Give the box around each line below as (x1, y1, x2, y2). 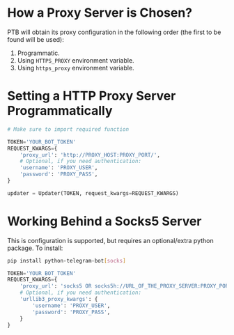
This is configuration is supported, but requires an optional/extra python (7, 236, 214, 244)
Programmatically (7, 103, 113, 119)
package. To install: (7, 244, 63, 252)
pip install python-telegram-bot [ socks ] (7, 257, 127, 264)
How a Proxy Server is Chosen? (7, 5, 193, 21)
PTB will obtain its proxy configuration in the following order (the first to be (7, 28, 221, 36)
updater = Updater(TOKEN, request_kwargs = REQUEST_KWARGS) (7, 189, 179, 196)
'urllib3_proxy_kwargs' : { (19, 296, 98, 303)
